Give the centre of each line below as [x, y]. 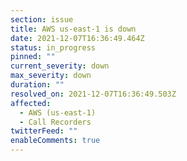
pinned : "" [33, 57]
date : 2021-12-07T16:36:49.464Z [77, 38]
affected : [31, 103]
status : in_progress [53, 47]
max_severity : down [51, 76]
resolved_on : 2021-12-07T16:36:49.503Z [93, 94]
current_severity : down [60, 66]
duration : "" [37, 85]
